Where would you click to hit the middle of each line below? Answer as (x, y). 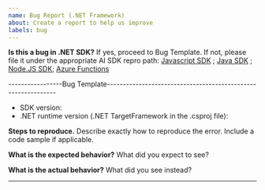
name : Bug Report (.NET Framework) (67, 15)
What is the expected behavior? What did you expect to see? (108, 155)
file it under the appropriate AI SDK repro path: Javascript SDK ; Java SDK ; (131, 60)
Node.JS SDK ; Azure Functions (59, 69)
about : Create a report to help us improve (81, 23)
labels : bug (28, 30)
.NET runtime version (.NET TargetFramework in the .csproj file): (124, 116)
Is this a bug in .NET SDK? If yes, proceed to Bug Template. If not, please (127, 53)
